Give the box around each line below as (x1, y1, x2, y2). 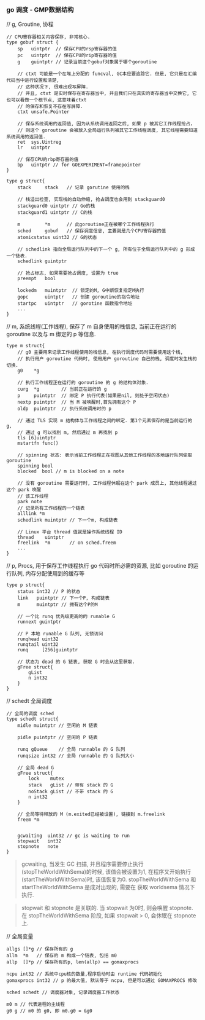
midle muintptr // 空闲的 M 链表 (17, 723, 98, 729)
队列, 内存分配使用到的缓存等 (11, 570, 84, 577)
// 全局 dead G (17, 765, 54, 771)
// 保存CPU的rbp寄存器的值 (17, 157, 79, 163)
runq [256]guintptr (17, 647, 78, 653)
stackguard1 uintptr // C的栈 (17, 210, 93, 216)
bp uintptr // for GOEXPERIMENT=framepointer (17, 162, 141, 168)
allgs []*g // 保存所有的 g (6, 946, 73, 952)
